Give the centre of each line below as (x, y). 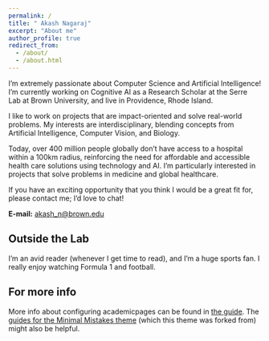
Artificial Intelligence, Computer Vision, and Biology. (94, 132)
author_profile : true (45, 38)
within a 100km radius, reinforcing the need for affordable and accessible (129, 156)
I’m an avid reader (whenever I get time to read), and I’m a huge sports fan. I (134, 258)
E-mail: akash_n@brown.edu (56, 213)
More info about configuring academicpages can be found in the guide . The (134, 311)
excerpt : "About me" (43, 30)
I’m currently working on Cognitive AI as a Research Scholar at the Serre (128, 91)
